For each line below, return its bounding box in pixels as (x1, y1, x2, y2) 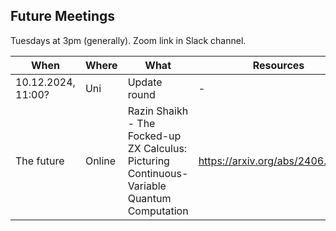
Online (84, 154, 117, 168)
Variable (127, 179, 167, 193)
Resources (252, 58, 305, 72)
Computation (127, 204, 189, 218)
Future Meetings (10, 8, 116, 25)
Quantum (127, 191, 172, 205)
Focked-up (127, 129, 182, 143)
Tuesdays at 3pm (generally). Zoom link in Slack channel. (10, 34, 247, 46)
